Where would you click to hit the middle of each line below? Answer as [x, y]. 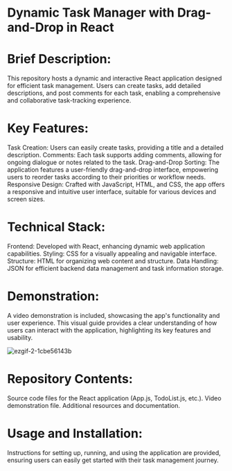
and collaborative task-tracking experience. [69, 100]
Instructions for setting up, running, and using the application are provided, [114, 452]
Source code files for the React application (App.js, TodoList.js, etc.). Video [114, 398]
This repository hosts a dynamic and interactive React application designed [115, 78]
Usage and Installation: [75, 434]
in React [90, 27]
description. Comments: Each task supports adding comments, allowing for [115, 155]
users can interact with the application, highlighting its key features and [109, 330]
